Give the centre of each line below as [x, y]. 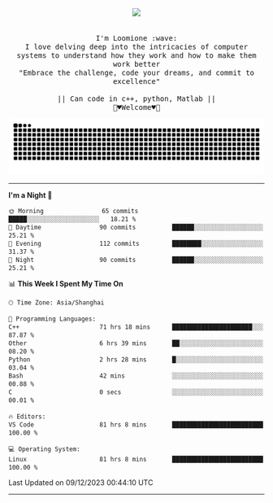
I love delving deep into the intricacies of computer [136, 47]
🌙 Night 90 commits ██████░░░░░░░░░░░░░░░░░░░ [136, 260]
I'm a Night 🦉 [30, 195]
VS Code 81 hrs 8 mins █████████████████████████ [136, 424]
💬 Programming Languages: [52, 319]
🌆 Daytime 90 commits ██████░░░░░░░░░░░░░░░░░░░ [136, 227]
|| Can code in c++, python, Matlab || [136, 99]
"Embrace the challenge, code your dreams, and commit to [136, 73]
